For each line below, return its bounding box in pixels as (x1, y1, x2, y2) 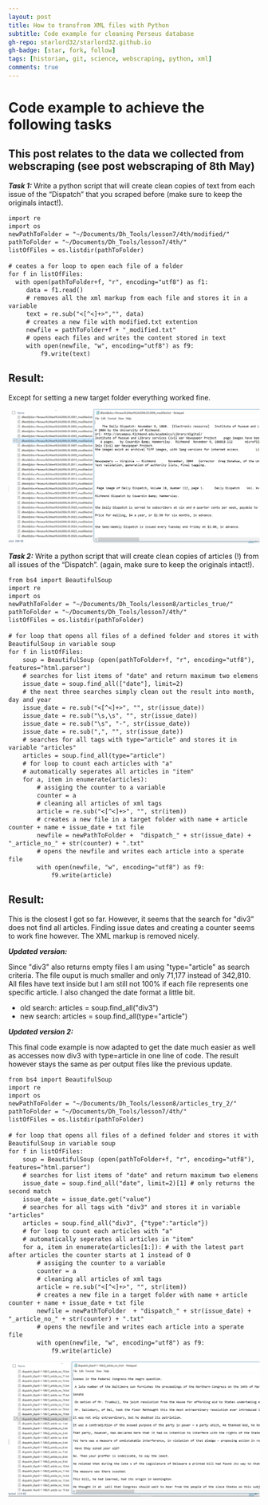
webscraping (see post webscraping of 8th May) (8, 160, 255, 173)
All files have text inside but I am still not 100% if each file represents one (8, 979, 249, 988)
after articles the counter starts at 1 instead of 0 (8, 1251, 191, 1259)
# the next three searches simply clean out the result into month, (22, 687, 255, 695)
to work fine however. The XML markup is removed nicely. (8, 931, 199, 940)
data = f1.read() (26, 286, 84, 294)
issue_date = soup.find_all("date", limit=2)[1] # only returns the (22, 1179, 255, 1188)
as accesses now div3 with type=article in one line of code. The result (8, 1050, 239, 1060)
